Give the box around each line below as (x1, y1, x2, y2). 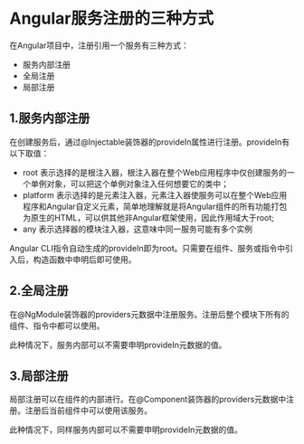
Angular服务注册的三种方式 (9, 8, 214, 29)
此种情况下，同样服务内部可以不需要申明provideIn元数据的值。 (9, 424, 242, 435)
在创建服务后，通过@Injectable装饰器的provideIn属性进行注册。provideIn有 (9, 137, 290, 147)
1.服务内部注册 (9, 110, 90, 127)
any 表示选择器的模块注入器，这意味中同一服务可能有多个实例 (22, 223, 253, 234)
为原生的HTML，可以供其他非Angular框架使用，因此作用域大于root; (22, 212, 274, 222)
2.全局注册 (9, 283, 70, 298)
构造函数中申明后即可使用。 (33, 254, 137, 265)
